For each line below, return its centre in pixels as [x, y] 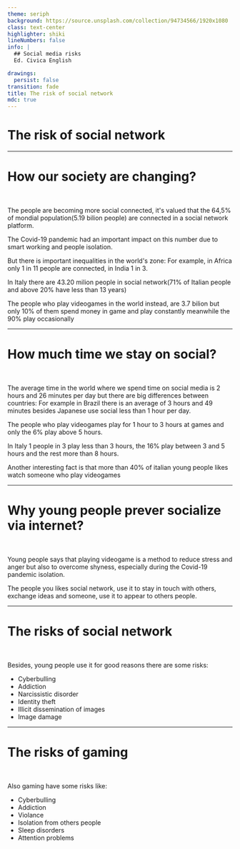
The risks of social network [90, 632]
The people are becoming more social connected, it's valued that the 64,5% [119, 210]
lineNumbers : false [36, 41]
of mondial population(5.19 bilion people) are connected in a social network [118, 218]
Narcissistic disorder [48, 694]
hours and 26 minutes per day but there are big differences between [108, 395]
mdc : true [22, 100]
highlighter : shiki [36, 34]
